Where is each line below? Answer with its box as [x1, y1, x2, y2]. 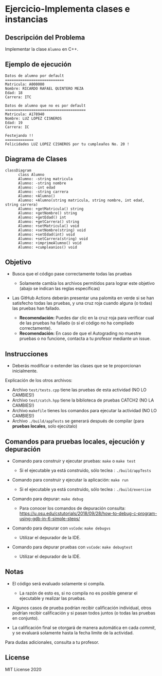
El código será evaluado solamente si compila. [12, 580, 106, 587]
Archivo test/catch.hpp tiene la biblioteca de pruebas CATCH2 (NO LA [12, 397, 154, 403]
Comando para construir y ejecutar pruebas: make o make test [12, 458, 136, 464]
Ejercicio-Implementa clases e [5, 3, 130, 15]
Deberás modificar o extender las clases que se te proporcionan [12, 363, 141, 369]
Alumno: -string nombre [18, 181, 67, 186]
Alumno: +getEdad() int [18, 215, 67, 220]
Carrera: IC [5, 125, 29, 129]
